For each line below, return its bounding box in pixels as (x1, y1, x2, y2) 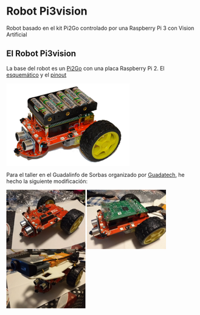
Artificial (6, 30, 27, 38)
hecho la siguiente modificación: (6, 178, 88, 185)
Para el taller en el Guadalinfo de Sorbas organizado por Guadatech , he (6, 171, 185, 178)
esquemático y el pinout (6, 71, 67, 78)
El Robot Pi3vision (6, 49, 77, 59)
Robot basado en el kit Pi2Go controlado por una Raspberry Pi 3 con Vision (6, 24, 195, 32)
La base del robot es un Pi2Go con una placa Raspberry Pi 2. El (6, 64, 165, 72)
